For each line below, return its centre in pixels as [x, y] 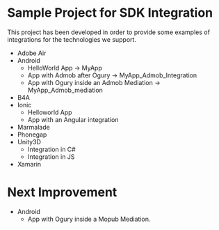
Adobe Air [32, 53]
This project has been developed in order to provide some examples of [109, 32]
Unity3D [29, 141]
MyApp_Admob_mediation [65, 90]
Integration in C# [52, 149]
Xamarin [29, 164]
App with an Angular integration [73, 119]
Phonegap [32, 135]
